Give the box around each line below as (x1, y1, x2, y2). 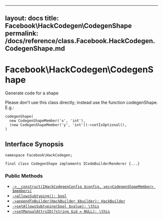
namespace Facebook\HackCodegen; (5, 153, 73, 158)
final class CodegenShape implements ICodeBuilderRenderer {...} (5, 161, 140, 166)
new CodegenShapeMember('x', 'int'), (9, 118, 86, 124)
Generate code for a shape (5, 90, 59, 96)
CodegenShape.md (5, 45, 65, 53)
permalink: (5, 30, 39, 38)
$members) (12, 188, 33, 194)
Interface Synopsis (5, 140, 64, 148)
